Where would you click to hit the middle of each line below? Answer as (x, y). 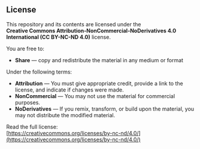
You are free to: (25, 48)
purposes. (28, 102)
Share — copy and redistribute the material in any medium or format (99, 60)
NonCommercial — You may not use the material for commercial (95, 96)
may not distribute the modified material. (65, 115)
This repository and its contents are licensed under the (74, 24)
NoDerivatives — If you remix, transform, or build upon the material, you (104, 109)
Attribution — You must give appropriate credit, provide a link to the (99, 83)
